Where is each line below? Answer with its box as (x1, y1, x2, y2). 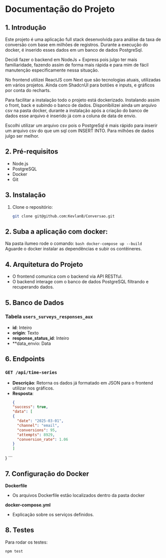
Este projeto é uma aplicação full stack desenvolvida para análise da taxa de (5, 36, 161, 42)
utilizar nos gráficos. (12, 385, 55, 391)
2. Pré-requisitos (5, 148, 58, 156)
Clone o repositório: (12, 204, 53, 210)
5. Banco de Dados (5, 298, 64, 307)
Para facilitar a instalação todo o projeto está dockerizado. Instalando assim (5, 97, 160, 103)
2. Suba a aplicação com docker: (5, 227, 108, 236)
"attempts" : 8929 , (17, 432, 55, 437)
